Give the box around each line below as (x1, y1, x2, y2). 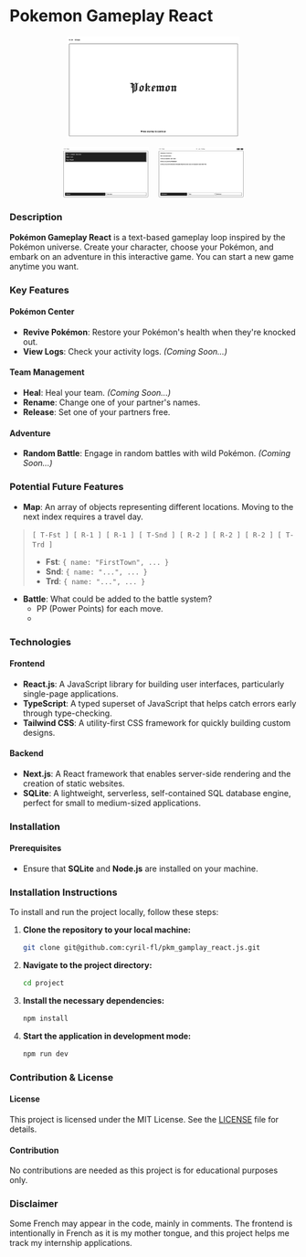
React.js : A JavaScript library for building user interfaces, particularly (22, 678, 285, 689)
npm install (22, 1014, 69, 1024)
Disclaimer (9, 1198, 58, 1210)
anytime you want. (9, 261, 79, 272)
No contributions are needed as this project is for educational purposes (9, 1165, 279, 1176)
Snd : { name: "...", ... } (45, 566, 148, 577)
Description (9, 211, 63, 224)
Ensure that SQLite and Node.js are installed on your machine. (22, 863, 259, 874)
